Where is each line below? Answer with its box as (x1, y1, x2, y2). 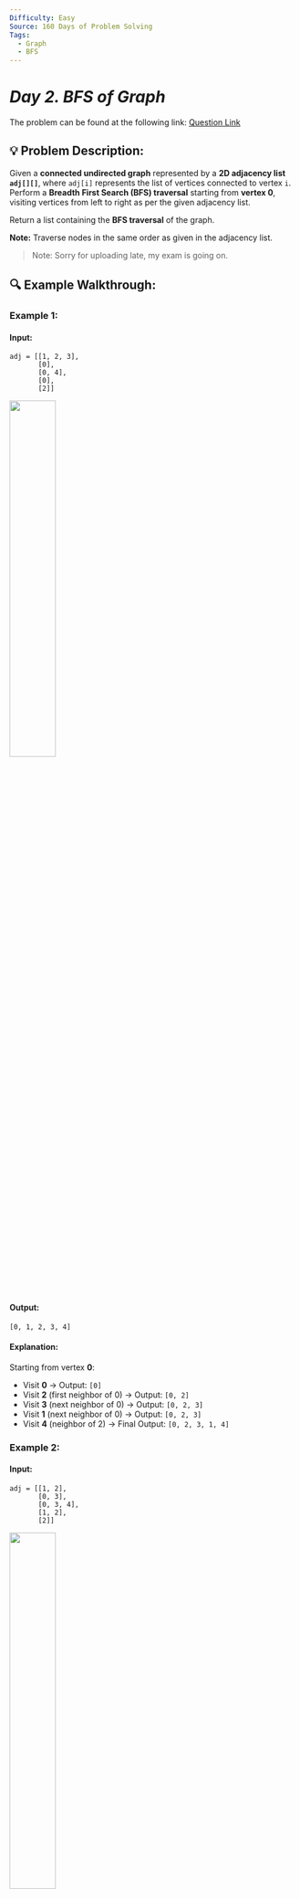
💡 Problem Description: (9, 143, 144, 159)
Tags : (9, 30, 30, 39)
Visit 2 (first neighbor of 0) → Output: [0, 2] (22, 1389, 190, 1400)
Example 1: (9, 310, 58, 322)
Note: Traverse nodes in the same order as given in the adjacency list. (9, 232, 274, 243)
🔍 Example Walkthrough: (9, 278, 157, 293)
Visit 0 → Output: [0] (22, 1379, 102, 1390)
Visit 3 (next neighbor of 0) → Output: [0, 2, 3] (22, 1398, 203, 1409)
